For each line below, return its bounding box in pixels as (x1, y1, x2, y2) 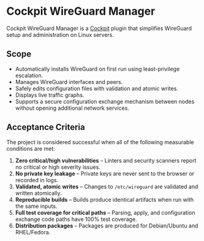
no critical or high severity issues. (15, 163, 101, 170)
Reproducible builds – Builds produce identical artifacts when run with (15, 196, 194, 203)
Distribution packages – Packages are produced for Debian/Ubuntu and (15, 222, 198, 229)
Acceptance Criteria (6, 122, 85, 132)
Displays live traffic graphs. (15, 91, 85, 99)
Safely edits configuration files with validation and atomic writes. (15, 85, 179, 92)
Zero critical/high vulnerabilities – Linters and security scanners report (15, 156, 197, 164)
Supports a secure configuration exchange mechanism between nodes (15, 98, 195, 105)
